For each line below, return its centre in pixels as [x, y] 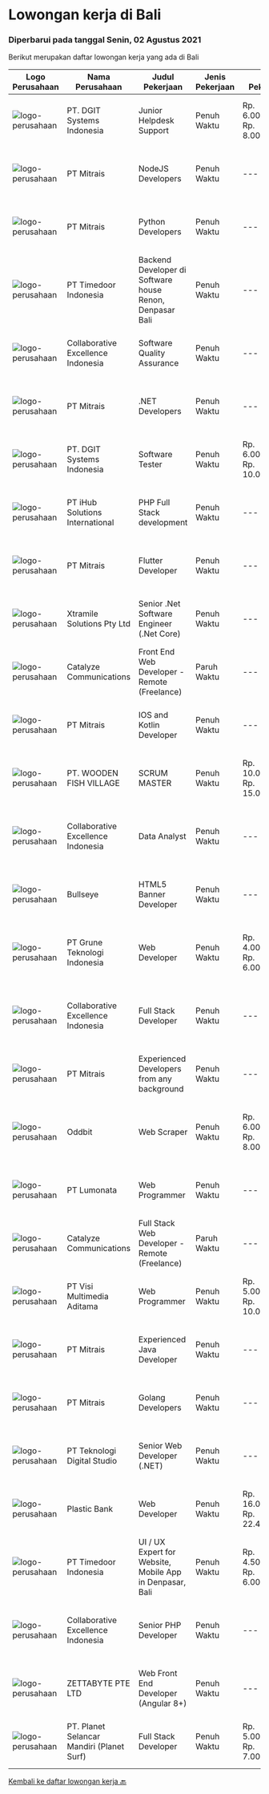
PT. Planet [86, 1727]
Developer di [162, 270]
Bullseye [83, 894]
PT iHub [82, 503]
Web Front [158, 1674]
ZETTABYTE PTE [98, 1683]
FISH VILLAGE [93, 784]
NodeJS [154, 168]
